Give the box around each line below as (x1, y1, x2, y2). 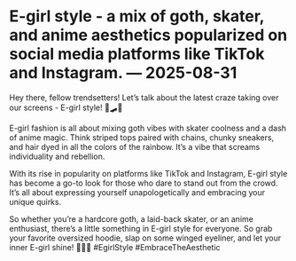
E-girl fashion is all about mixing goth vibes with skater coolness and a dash (9, 123, 286, 133)
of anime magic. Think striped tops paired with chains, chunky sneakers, (9, 131, 275, 143)
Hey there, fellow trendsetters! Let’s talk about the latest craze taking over (9, 91, 279, 103)
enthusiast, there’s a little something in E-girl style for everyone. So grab (9, 223, 273, 233)
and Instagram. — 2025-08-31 (9, 63, 238, 83)
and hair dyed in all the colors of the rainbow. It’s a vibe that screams (9, 141, 261, 152)
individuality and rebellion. (9, 151, 105, 162)
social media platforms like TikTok (9, 44, 265, 64)
